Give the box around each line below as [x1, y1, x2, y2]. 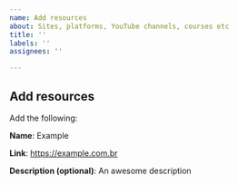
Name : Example [9, 130, 70, 141]
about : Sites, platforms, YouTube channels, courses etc [9, 22, 230, 31]
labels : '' [9, 38, 51, 48]
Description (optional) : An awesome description [9, 165, 193, 176]
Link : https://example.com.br [9, 147, 118, 159]
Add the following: [9, 112, 78, 123]
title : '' [9, 30, 47, 39]
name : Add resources [9, 13, 88, 23]
